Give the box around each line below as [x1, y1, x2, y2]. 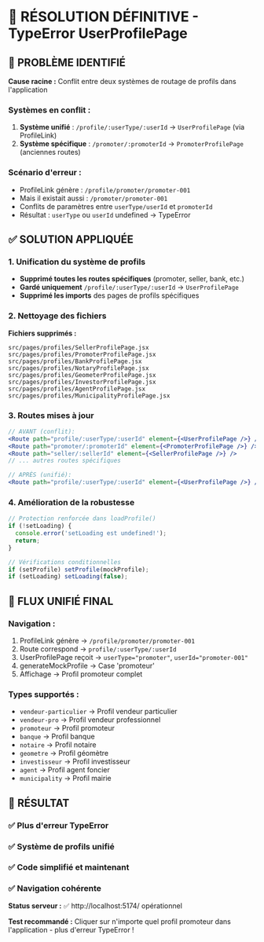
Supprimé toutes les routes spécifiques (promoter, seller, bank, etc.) [19, 274, 245, 284]
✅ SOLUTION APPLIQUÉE [8, 233, 134, 246]
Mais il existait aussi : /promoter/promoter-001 [19, 193, 168, 203]
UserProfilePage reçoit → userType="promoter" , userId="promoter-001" [19, 652, 249, 662]
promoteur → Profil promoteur [19, 724, 115, 733]
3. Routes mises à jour [8, 409, 94, 420]
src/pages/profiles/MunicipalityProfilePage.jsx [8, 391, 170, 400]
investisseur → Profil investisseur [19, 757, 131, 766]
